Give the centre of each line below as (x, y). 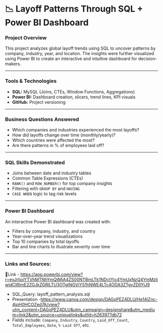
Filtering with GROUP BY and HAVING (46, 189)
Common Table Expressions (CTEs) (48, 178)
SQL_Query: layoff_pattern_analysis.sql (51, 294)
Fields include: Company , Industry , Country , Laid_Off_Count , (71, 320)
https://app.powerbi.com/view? (52, 274)
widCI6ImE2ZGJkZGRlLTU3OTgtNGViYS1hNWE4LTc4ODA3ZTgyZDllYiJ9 (78, 284)
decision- (148, 59)
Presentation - (26, 299)
